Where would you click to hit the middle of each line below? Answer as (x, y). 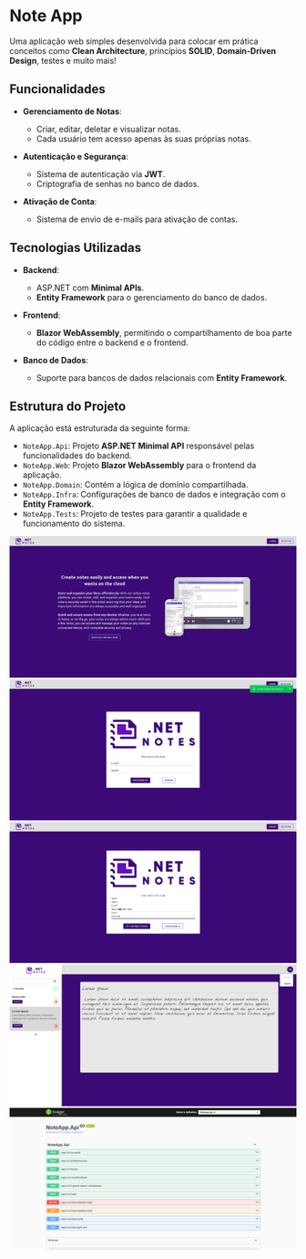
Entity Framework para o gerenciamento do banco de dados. (152, 297)
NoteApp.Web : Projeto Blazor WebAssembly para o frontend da (139, 466)
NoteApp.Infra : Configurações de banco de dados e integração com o (154, 495)
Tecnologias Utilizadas (76, 248)
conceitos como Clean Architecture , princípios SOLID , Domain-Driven (143, 50)
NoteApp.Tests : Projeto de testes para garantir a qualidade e (135, 514)
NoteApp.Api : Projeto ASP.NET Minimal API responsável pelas (138, 446)
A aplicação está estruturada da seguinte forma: (100, 428)
